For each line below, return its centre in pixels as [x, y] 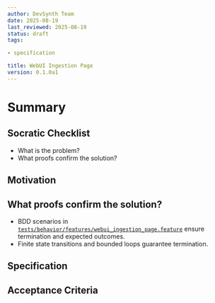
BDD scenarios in [43, 221]
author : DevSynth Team [41, 14]
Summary [36, 107]
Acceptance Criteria [53, 290]
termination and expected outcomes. [71, 236]
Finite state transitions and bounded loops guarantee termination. [113, 244]
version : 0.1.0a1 [33, 72]
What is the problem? [48, 150]
